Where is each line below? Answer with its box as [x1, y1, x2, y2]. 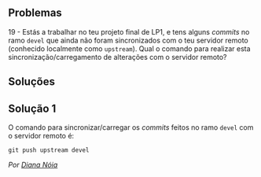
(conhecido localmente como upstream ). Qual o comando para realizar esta [8, 43, 251, 53]
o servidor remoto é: [8, 131, 75, 141]
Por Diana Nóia [8, 160, 58, 170]
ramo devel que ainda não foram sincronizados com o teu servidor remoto [8, 35, 249, 45]
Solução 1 [8, 101, 57, 115]
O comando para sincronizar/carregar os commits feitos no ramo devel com [8, 123, 254, 132]
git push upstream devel [8, 146, 90, 154]
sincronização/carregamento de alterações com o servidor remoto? [8, 52, 227, 61]
